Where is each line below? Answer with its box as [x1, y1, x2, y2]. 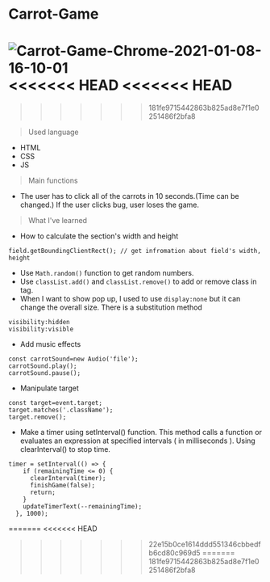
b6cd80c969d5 [148, 548, 201, 558]
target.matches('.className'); [8, 406, 114, 415]
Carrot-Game [8, 5, 99, 23]
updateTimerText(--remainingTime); [23, 503, 143, 511]
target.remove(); [8, 413, 67, 421]
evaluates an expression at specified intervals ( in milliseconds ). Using [19, 436, 255, 445]
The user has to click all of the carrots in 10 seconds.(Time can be [19, 192, 239, 201]
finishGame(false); [29, 482, 95, 490]
